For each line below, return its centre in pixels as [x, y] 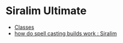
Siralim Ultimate [46, 11]
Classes [24, 27]
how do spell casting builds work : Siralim [66, 33]
